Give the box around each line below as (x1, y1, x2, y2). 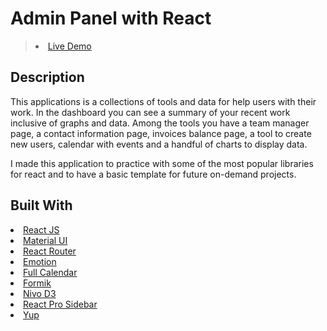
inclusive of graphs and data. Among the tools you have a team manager (10, 117, 310, 129)
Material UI (23, 234, 68, 246)
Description (10, 69, 85, 86)
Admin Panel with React (10, 7, 212, 30)
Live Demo (47, 40, 92, 52)
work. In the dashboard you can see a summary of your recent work (10, 106, 291, 118)
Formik (23, 277, 52, 289)
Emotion (23, 255, 57, 267)
